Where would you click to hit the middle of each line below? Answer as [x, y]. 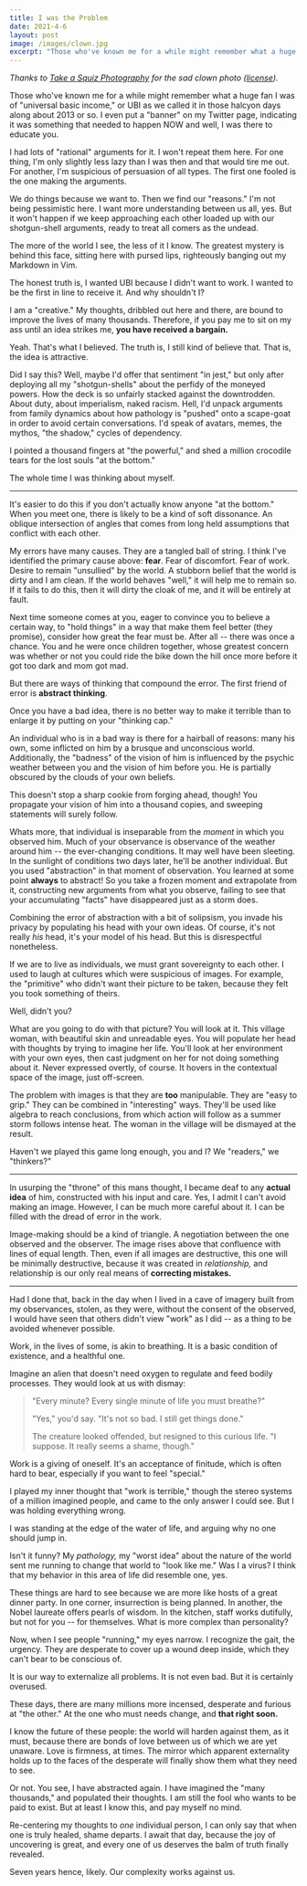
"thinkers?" [31, 1162]
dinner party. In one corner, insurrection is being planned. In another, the [146, 1603]
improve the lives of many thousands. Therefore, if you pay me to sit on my [151, 320]
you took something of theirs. [65, 994]
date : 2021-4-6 [38, 26]
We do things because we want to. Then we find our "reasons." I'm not [143, 199]
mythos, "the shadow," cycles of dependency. [96, 433]
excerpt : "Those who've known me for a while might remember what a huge [153, 52]
